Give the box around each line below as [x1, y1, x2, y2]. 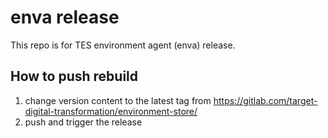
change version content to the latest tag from [24, 94, 212, 106]
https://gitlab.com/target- [213, 94, 318, 106]
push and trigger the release [24, 116, 143, 128]
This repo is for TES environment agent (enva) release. [10, 39, 236, 51]
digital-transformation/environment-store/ [24, 105, 198, 117]
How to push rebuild [10, 68, 139, 85]
